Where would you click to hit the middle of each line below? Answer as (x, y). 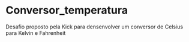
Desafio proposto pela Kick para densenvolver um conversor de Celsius (94, 27)
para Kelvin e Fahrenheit (36, 33)
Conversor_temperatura (67, 10)
